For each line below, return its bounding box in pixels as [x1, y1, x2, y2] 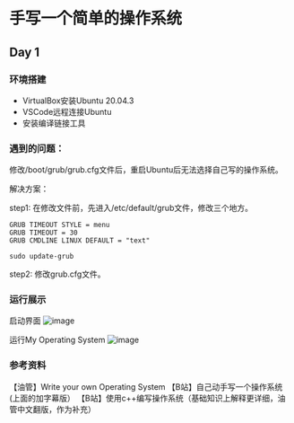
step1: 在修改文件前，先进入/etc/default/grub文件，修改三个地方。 [9, 203, 254, 214]
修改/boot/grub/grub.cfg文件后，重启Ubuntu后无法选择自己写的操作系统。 [9, 164, 284, 175]
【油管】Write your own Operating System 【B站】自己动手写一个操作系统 [9, 381, 283, 392]
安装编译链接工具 [22, 118, 86, 128]
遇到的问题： [9, 142, 65, 154]
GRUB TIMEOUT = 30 [9, 228, 78, 238]
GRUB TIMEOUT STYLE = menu [9, 221, 110, 230]
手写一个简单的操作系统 [9, 8, 183, 29]
